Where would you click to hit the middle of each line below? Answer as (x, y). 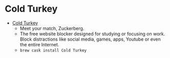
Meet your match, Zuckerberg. (52, 28)
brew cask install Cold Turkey (53, 50)
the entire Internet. (39, 44)
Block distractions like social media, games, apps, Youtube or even (90, 39)
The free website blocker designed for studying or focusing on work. (92, 34)
